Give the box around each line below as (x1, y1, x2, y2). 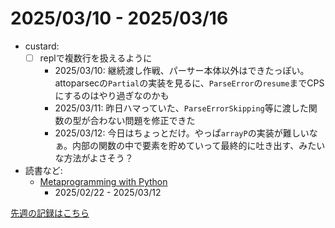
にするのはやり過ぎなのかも (54, 90, 170, 101)
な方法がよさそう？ (54, 152, 134, 164)
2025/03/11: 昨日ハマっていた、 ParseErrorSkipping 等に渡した (54, 102, 309, 114)
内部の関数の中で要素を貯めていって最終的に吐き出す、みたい (72, 140, 326, 151)
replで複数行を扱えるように (39, 52, 153, 64)
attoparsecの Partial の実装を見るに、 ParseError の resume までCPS (54, 77, 325, 89)
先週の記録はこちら (10, 207, 90, 219)
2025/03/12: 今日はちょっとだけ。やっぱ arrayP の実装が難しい (54, 127, 310, 139)
